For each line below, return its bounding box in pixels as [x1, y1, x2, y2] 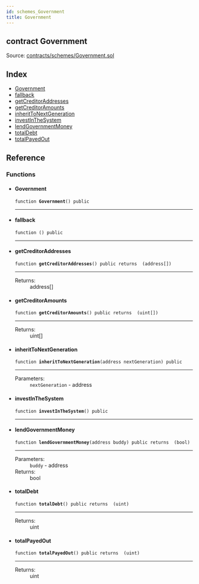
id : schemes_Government [6, 8, 65, 15]
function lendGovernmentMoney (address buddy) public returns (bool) [14, 439, 191, 446]
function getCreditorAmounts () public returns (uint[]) [14, 310, 159, 316]
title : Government [6, 14, 52, 20]
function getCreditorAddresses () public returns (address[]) [14, 261, 172, 267]
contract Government [6, 36, 88, 46]
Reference [6, 153, 46, 163]
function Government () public [14, 198, 90, 204]
